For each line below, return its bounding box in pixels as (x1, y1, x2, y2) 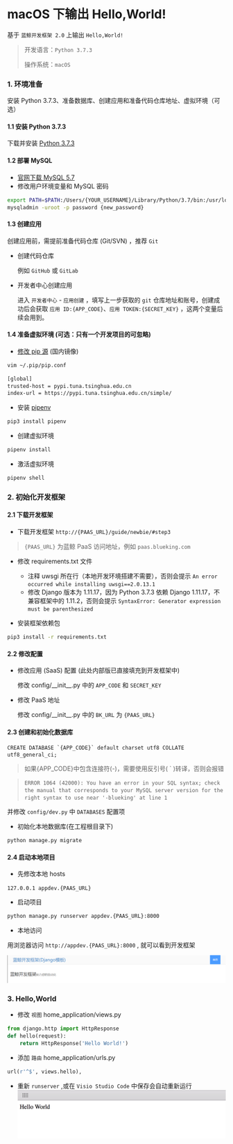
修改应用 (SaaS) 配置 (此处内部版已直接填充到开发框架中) (17, 666, 180, 675)
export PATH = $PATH (7, 196, 60, 204)
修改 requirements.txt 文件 (17, 557, 92, 565)
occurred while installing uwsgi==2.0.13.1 (27, 581, 156, 588)
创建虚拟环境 (17, 432, 54, 440)
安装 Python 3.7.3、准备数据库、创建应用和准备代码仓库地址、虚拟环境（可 (7, 97, 221, 105)
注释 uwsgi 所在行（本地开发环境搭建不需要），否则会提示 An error (27, 572, 218, 581)
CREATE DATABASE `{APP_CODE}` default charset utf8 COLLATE (7, 745, 185, 752)
